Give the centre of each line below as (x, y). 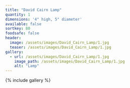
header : (13, 38)
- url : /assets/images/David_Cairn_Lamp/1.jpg (59, 57)
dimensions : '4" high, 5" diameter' (44, 19)
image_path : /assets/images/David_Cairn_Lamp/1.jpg (70, 61)
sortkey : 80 (18, 29)
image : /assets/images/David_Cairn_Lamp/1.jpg (59, 43)
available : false (23, 24)
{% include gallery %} (28, 80)
